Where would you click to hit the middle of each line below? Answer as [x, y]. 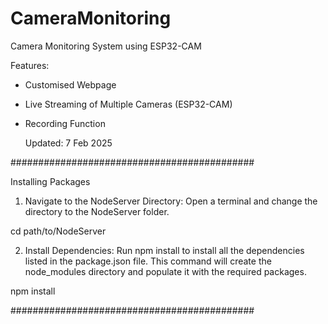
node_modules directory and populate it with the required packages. [165, 271]
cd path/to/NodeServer [58, 231]
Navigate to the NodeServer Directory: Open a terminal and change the [171, 201]
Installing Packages [50, 181]
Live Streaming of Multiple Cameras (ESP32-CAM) [128, 104]
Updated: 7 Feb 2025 [68, 143]
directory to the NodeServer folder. [97, 211]
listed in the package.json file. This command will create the [148, 261]
